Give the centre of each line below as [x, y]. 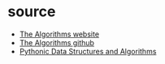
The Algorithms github [57, 42]
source [32, 12]
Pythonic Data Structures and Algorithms [88, 51]
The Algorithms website [59, 34]
